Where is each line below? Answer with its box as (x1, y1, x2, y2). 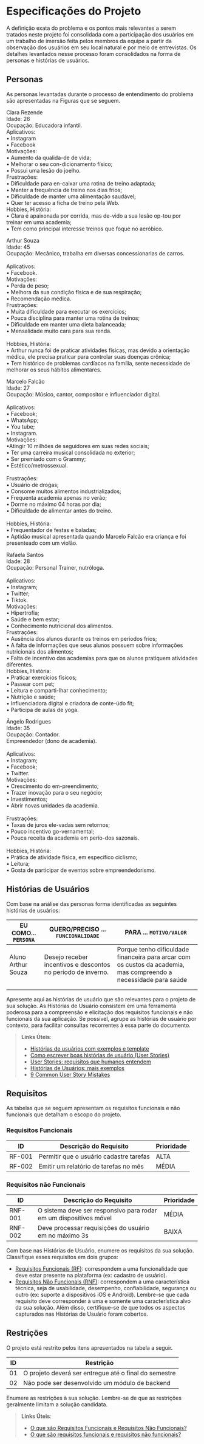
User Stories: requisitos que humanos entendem (30, 1058, 152, 1065)
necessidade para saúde (117, 975, 188, 984)
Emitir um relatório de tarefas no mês (38, 1162, 144, 1170)
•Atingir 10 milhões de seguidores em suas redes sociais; (6, 442, 150, 449)
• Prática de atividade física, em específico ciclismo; (6, 853, 138, 861)
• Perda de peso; (6, 282, 49, 289)
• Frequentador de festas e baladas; (6, 526, 97, 533)
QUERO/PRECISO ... (49, 925, 106, 933)
